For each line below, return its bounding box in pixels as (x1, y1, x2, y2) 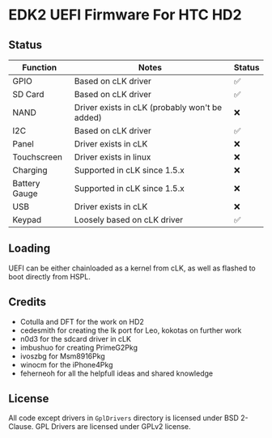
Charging (12, 164, 48, 176)
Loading (8, 241, 51, 256)
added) (74, 112, 103, 123)
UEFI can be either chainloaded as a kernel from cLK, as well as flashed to (8, 263, 257, 273)
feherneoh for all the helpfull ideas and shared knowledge (19, 368, 213, 378)
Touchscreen (12, 151, 63, 163)
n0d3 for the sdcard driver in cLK (19, 334, 132, 343)
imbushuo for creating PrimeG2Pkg (19, 342, 138, 352)
